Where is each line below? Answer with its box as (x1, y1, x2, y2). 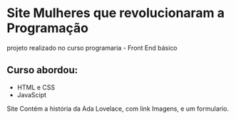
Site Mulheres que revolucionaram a (6, 5, 225, 21)
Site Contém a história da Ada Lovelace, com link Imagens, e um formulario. (6, 104, 230, 113)
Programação (6, 20, 88, 36)
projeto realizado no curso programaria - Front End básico (6, 43, 178, 52)
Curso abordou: (6, 64, 78, 76)
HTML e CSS (16, 83, 56, 92)
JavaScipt (16, 90, 47, 99)
